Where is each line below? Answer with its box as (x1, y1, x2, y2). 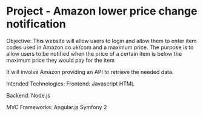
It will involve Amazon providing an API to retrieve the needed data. (6, 68, 174, 75)
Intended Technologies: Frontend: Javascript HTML (6, 80, 135, 87)
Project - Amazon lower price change (6, 4, 198, 18)
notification (6, 17, 66, 31)
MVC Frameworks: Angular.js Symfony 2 (6, 103, 107, 110)
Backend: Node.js (6, 92, 50, 99)
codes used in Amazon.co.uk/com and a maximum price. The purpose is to (6, 44, 194, 51)
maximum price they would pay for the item (6, 56, 115, 64)
